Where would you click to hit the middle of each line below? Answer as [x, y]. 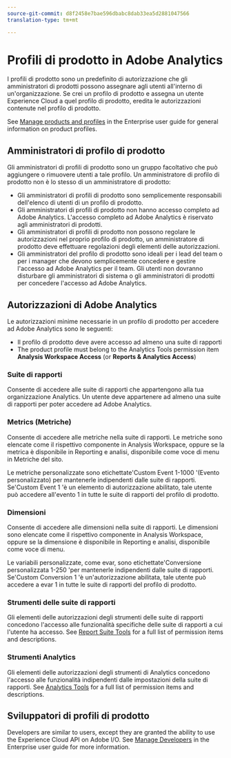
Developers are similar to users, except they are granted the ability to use [111, 733]
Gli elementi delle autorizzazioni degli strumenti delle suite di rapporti [105, 617]
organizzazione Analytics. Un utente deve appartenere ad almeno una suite [114, 397]
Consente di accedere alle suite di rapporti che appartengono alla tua [106, 389]
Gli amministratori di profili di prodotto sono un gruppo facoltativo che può [113, 167]
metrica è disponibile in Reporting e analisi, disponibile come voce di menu [113, 451]
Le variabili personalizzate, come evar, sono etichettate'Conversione [104, 562]
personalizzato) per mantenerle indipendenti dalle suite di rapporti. [102, 480]
